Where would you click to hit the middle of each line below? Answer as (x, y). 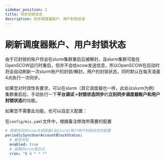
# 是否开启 (19, 140)
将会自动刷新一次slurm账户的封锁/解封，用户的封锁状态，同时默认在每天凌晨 (83, 71)
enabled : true (24, 144)
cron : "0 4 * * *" (29, 154)
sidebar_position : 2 (26, 10)
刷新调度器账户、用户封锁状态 (66, 45)
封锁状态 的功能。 (22, 100)
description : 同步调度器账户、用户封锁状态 (45, 19)
